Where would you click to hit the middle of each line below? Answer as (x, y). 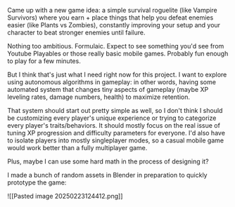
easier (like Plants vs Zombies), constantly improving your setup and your (114, 25)
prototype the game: (37, 182)
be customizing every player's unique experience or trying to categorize (112, 118)
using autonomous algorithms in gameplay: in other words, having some (112, 82)
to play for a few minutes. (44, 61)
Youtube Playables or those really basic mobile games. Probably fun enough (118, 53)
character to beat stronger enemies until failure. (76, 32)
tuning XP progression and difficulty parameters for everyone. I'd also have (116, 133)
